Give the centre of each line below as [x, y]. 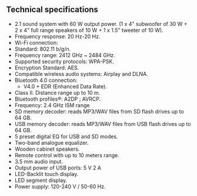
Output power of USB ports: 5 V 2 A [58, 168]
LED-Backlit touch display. [46, 174]
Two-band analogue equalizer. [51, 142]
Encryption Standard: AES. [47, 68]
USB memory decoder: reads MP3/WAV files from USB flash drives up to [103, 124]
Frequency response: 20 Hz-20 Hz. [57, 36]
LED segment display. [41, 180]
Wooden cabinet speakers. [47, 149]
